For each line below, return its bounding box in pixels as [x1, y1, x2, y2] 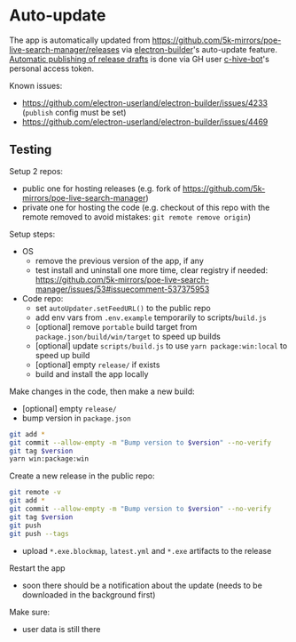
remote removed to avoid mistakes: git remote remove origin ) [21, 211, 251, 222]
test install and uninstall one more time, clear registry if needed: [35, 264, 269, 276]
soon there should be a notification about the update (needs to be [21, 580, 263, 590]
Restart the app [9, 562, 66, 574]
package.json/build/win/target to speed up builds [35, 331, 222, 341]
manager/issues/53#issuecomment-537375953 [35, 284, 210, 294]
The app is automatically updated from [9, 35, 151, 45]
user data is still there [21, 623, 101, 634]
